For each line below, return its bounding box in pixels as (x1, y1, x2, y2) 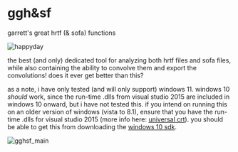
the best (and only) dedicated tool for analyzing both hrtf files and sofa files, (7, 55, 232, 65)
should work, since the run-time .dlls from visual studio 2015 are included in (7, 92, 230, 101)
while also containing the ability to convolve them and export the (7, 63, 197, 72)
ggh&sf (7, 5, 52, 21)
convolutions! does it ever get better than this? (7, 71, 144, 80)
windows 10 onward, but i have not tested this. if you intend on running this (7, 99, 228, 108)
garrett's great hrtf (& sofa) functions (7, 28, 116, 37)
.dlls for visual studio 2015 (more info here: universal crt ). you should (21, 115, 223, 124)
